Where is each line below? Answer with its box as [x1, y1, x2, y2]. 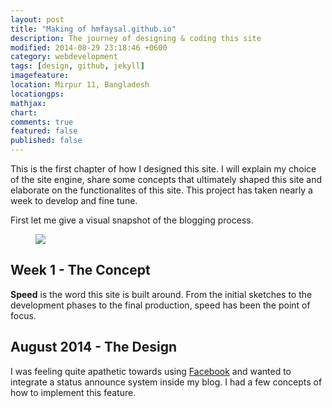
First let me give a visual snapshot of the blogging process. [10, 214, 254, 226]
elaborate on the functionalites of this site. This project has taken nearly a [10, 184, 313, 196]
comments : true [10, 117, 74, 127]
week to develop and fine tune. [10, 195, 138, 206]
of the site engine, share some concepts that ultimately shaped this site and [10, 174, 323, 185]
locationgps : [10, 89, 65, 99]
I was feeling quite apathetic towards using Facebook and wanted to [10, 365, 292, 377]
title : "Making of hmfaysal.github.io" [10, 24, 177, 34]
